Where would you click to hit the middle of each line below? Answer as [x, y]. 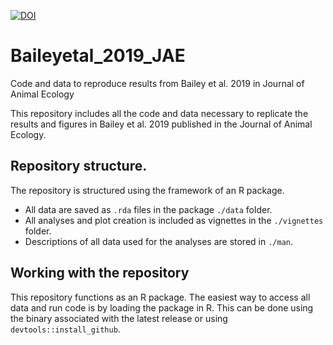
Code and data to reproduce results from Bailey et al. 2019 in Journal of [157, 83]
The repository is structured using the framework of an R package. [147, 190]
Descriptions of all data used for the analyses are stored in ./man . [159, 241]
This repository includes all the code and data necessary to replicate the [159, 113]
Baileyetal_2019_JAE [98, 56]
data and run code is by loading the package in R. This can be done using [162, 307]
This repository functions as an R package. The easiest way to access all [160, 297]
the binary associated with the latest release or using [119, 318]
